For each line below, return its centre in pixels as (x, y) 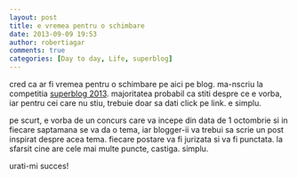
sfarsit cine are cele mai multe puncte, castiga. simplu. (109, 149)
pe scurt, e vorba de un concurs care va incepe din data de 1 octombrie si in (149, 120)
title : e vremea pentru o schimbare (77, 26)
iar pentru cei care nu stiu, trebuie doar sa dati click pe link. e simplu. (136, 103)
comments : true (37, 51)
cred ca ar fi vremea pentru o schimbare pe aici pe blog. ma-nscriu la (136, 84)
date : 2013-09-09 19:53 (53, 34)
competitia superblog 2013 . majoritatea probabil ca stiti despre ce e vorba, (146, 93)
